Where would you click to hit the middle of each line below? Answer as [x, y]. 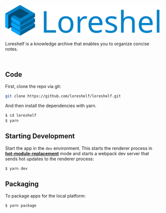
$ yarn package [21, 206]
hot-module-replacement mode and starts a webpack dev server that [77, 153]
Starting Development [40, 136]
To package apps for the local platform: [45, 196]
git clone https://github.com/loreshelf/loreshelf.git [63, 96]
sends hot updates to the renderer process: [50, 159]
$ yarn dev [16, 168]
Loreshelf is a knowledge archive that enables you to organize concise [77, 44]
